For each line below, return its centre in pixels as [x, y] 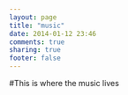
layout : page [33, 17]
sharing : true [35, 50]
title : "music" [37, 26]
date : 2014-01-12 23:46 [53, 33]
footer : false [35, 58]
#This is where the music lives [64, 83]
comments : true [37, 42]
